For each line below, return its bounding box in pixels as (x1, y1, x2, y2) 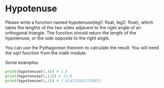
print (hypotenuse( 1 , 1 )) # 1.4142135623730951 (5, 78, 101, 83)
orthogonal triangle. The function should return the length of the (5, 30, 137, 36)
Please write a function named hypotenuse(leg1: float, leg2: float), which (5, 19, 154, 25)
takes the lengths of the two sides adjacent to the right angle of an (5, 24, 141, 30)
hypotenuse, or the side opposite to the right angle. (5, 35, 110, 41)
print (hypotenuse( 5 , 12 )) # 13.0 (5, 74, 72, 79)
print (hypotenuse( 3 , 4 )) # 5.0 (5, 69, 68, 74)
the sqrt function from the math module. (5, 50, 87, 56)
